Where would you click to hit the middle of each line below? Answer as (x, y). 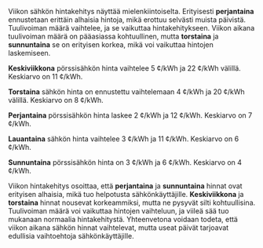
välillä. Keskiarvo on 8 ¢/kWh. (56, 100)
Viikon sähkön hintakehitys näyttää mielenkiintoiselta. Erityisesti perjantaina (131, 11)
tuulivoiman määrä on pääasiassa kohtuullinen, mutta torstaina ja (113, 36)
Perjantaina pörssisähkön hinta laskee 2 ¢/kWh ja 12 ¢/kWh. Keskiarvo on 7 (130, 115)
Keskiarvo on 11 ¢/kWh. (46, 77)
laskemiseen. (29, 53)
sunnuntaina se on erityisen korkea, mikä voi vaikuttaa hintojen (111, 45)
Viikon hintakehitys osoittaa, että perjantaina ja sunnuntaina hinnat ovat (125, 186)
